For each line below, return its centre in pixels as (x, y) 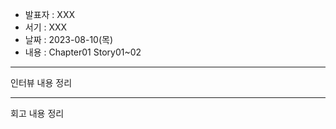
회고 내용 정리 (37, 113)
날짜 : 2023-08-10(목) (69, 39)
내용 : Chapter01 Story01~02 (83, 52)
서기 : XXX (46, 27)
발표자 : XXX (49, 14)
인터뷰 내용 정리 (41, 82)
